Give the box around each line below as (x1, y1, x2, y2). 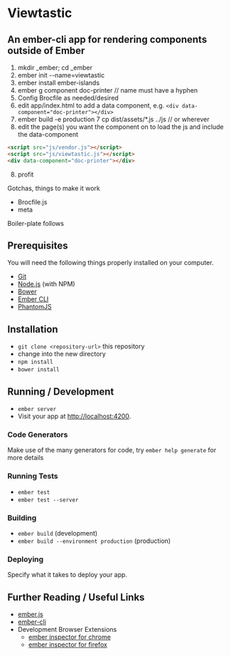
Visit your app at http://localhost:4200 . (17, 412, 131, 421)
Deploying (7, 554, 44, 564)
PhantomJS (17, 303, 52, 311)
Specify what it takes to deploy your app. (7, 571, 128, 579)
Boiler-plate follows (7, 219, 64, 227)
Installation (7, 323, 58, 335)
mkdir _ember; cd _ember (17, 63, 92, 72)
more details (7, 454, 44, 462)
